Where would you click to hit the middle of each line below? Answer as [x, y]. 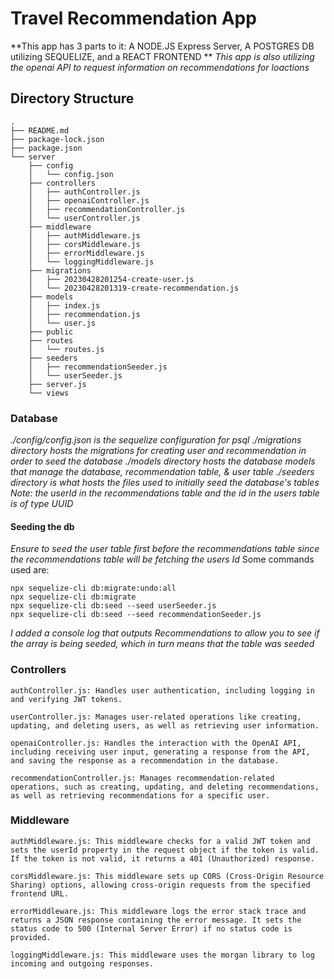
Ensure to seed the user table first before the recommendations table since [165, 549]
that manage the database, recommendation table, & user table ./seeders [162, 472]
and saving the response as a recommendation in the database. [145, 760]
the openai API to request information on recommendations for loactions [160, 67]
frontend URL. [40, 893]
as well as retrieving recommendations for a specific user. [140, 795]
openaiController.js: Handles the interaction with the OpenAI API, [156, 743]
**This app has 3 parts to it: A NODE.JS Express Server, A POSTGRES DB [162, 46]
